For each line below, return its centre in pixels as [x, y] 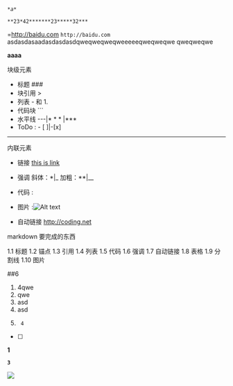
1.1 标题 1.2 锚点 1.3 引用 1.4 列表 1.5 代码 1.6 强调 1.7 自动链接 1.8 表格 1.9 [110, 251]
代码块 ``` [30, 110]
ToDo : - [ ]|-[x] [39, 127]
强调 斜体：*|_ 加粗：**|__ [55, 177]
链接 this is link [38, 162]
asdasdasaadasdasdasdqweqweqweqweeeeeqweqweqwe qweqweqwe [110, 42]
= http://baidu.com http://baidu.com [59, 34]
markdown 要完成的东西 [42, 236]
